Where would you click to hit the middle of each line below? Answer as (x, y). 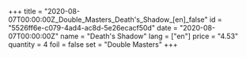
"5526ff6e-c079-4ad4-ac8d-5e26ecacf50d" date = (93, 28)
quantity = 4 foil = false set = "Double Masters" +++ (93, 45)
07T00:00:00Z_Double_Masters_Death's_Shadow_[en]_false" (108, 20)
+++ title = (26, 11)
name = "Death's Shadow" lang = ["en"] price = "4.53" (149, 36)
